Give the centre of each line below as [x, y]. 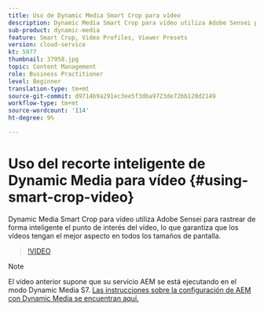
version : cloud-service [47, 45]
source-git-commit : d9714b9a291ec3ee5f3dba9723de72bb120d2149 [112, 96]
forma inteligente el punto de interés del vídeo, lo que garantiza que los [123, 227]
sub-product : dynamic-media [54, 30]
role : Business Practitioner [56, 74]
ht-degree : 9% [31, 118]
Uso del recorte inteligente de [107, 164]
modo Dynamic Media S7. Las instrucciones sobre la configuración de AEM [130, 290]
